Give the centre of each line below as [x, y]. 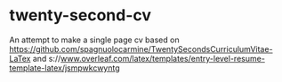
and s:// [47, 58]
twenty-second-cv [81, 15]
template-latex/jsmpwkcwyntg [64, 68]
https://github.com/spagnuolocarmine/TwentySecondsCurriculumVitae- [141, 48]
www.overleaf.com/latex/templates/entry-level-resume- [163, 58]
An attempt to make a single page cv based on [94, 40]
